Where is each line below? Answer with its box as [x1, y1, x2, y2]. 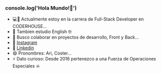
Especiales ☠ [12, 63, 40, 69]
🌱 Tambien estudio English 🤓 [12, 28, 72, 34]
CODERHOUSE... [12, 23, 47, 29]
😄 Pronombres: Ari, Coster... [12, 50, 72, 56]
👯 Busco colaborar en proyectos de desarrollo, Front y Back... [12, 34, 139, 40]
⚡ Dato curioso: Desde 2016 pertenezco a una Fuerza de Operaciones [12, 56, 156, 62]
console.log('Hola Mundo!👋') [5, 4, 77, 11]
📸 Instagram [12, 39, 37, 45]
